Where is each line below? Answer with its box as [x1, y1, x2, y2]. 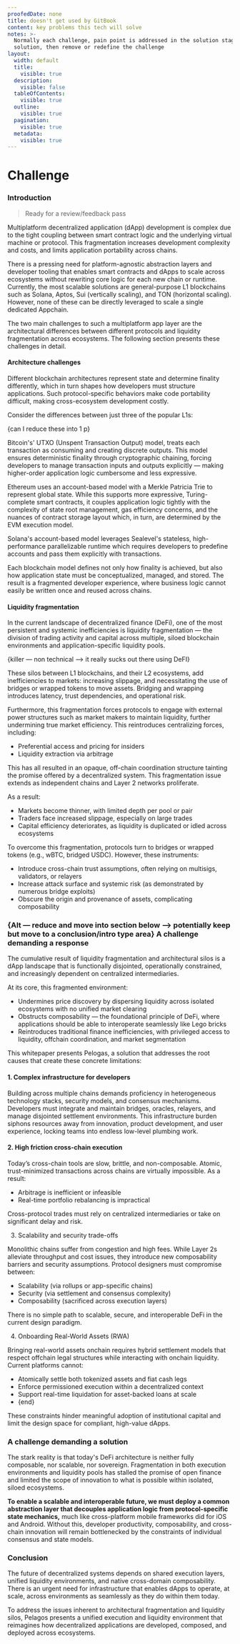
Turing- [186, 490, 209, 499]
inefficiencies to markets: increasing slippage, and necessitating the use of [7, 677, 228, 685]
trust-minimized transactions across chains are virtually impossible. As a [7, 1166, 221, 1175]
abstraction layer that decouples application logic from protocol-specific [7, 1505, 229, 1513]
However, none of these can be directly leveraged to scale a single [7, 297, 204, 306]
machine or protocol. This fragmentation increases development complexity [7, 238, 231, 246]
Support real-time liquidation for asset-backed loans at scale [17, 1390, 197, 1398]
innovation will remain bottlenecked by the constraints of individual [24, 1528, 222, 1536]
